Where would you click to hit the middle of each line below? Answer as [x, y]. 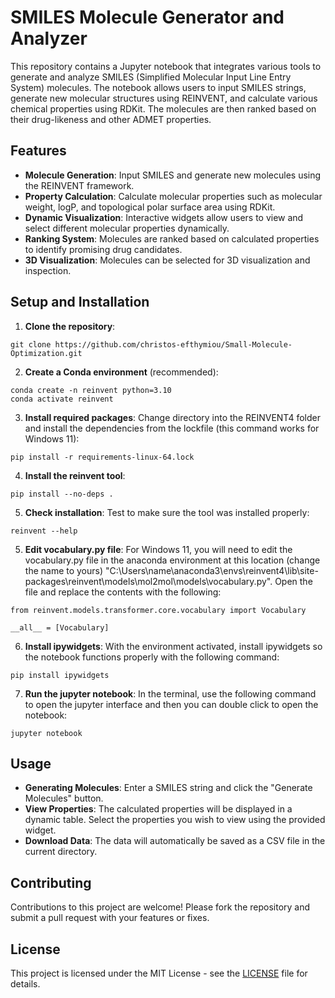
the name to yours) [64, 570]
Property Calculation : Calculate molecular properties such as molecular [173, 196]
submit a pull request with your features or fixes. [110, 918]
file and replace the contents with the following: [123, 592]
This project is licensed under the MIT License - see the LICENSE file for [159, 973]
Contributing [51, 882]
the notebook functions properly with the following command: [152, 657]
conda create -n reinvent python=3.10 [91, 390]
